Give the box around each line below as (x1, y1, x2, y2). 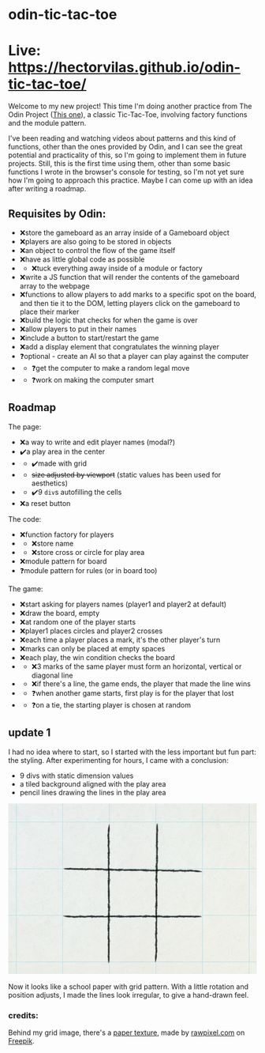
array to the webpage (19, 281, 90, 290)
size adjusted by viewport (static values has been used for (31, 470, 222, 479)
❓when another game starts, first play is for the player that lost (31, 688, 234, 697)
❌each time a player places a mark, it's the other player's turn (19, 635, 221, 644)
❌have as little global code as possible (19, 255, 145, 264)
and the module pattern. (8, 119, 87, 128)
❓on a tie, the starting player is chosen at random (31, 700, 192, 709)
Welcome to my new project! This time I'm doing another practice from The (8, 101, 252, 111)
